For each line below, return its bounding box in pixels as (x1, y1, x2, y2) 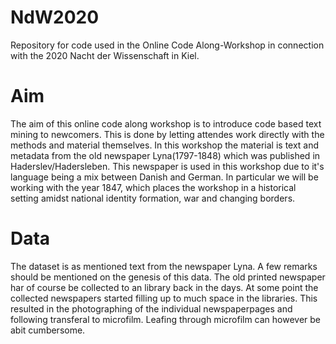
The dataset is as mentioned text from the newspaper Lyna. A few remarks (10, 260, 318, 272)
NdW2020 (10, 6, 100, 29)
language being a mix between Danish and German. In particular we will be (10, 171, 319, 183)
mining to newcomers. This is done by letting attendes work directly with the (10, 128, 325, 140)
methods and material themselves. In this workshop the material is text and (10, 139, 320, 151)
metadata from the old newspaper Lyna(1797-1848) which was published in (10, 149, 321, 161)
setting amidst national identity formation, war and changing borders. (10, 192, 296, 204)
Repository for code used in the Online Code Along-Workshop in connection (10, 39, 325, 51)
